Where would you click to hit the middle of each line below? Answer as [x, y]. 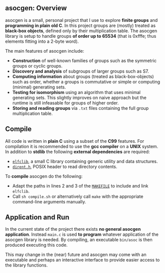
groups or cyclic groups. [37, 66]
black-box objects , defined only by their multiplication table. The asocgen [81, 31]
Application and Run [37, 218]
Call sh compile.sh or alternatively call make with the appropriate [78, 196]
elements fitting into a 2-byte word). [42, 41]
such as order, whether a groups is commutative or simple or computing [86, 82]
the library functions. [27, 265]
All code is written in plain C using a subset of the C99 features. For [75, 141]
